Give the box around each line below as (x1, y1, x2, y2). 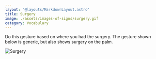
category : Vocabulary (5, 20, 49, 26)
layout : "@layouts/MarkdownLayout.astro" (5, 7, 90, 12)
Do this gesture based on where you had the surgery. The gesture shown (5, 34, 151, 40)
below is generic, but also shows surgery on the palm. (5, 39, 113, 45)
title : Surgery (5, 12, 36, 16)
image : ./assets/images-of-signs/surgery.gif (5, 16, 98, 21)
